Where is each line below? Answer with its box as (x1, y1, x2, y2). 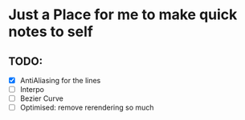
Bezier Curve (19, 94, 64, 103)
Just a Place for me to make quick (8, 6, 238, 24)
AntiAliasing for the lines (19, 76, 101, 85)
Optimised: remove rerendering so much (19, 102, 154, 113)
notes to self (8, 22, 94, 41)
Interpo (19, 85, 44, 94)
